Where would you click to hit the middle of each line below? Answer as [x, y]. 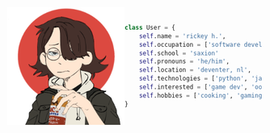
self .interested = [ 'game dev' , [193, 87]
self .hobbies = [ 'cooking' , [186, 95]
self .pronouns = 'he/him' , [184, 62]
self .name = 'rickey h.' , [182, 36]
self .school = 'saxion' [179, 53]
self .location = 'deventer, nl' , [195, 70]
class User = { [150, 27]
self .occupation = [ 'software [190, 44]
